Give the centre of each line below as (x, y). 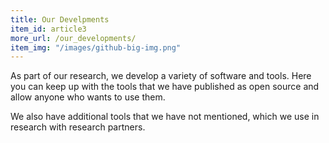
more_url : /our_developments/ (73, 38)
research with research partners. (78, 127)
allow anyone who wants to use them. (88, 97)
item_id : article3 (48, 29)
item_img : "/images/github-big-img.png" (96, 47)
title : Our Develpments (60, 19)
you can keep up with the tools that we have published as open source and (165, 87)
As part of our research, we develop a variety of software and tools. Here (161, 76)
